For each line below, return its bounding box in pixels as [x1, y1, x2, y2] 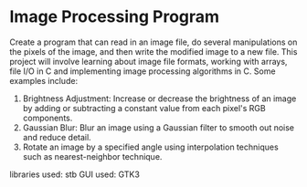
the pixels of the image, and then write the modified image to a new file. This [9, 46, 298, 57]
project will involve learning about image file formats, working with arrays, [9, 56, 288, 67]
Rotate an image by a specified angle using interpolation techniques [22, 141, 279, 152]
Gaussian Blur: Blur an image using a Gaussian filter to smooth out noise [22, 121, 295, 133]
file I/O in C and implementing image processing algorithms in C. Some [9, 66, 276, 77]
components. [22, 112, 73, 123]
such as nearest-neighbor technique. [22, 151, 163, 161]
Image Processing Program [9, 6, 220, 27]
